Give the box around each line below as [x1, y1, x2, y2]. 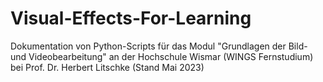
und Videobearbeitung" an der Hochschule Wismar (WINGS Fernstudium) [10, 50, 314, 62]
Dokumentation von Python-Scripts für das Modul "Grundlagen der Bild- [10, 40, 308, 52]
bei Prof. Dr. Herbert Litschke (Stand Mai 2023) [10, 61, 205, 73]
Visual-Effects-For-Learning [10, 7, 252, 30]
